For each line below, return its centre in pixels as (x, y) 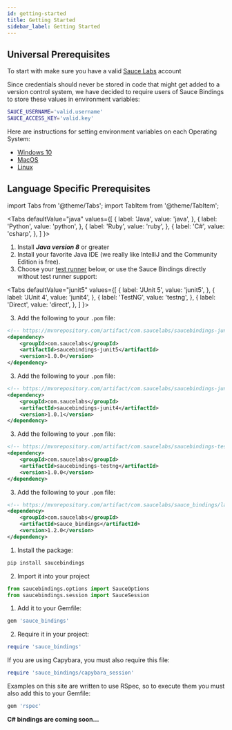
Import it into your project (53, 576)
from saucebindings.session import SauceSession (78, 595)
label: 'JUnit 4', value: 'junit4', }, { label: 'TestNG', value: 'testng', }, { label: (112, 297)
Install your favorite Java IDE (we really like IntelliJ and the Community (117, 254)
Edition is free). (39, 262)
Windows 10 (35, 152)
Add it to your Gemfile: (49, 608)
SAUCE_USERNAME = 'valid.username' (55, 112)
